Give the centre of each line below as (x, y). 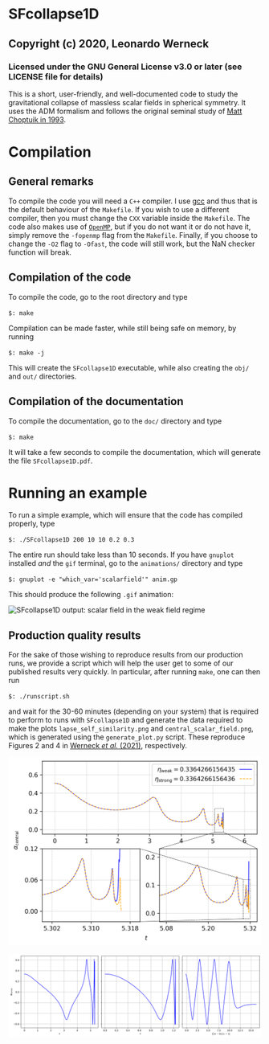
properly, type (32, 524)
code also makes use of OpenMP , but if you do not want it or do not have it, (130, 227)
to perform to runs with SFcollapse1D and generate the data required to (126, 720)
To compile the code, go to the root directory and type (98, 297)
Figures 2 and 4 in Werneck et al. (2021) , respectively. (98, 746)
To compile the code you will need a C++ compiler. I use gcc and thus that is (133, 201)
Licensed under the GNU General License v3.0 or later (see (125, 67)
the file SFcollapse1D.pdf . (51, 461)
